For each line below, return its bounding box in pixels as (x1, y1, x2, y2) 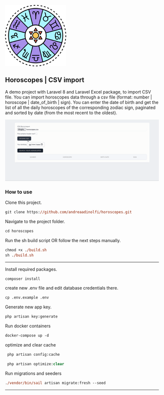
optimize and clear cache (5, 342, 56, 348)
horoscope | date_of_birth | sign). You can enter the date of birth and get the (5, 99, 159, 105)
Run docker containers (5, 323, 51, 329)
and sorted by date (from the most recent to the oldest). (5, 110, 118, 116)
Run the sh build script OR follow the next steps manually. (5, 237, 121, 243)
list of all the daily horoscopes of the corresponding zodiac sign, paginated (5, 104, 156, 110)
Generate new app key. (5, 304, 52, 310)
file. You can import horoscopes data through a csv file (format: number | (5, 94, 152, 100)
